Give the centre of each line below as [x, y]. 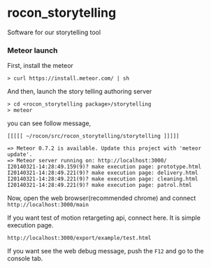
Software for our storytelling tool [54, 32]
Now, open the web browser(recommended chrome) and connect [102, 198]
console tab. [25, 259]
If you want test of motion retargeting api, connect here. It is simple [104, 218]
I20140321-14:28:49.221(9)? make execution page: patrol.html [100, 185]
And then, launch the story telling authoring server [80, 92]
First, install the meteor [40, 66]
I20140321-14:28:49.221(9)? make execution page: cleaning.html [103, 179]
